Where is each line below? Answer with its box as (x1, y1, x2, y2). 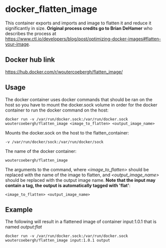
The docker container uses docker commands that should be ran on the (5, 96, 153, 103)
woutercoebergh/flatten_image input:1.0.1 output (5, 238, 111, 243)
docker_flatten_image (5, 3, 97, 15)
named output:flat (5, 224, 42, 230)
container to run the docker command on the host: (5, 107, 109, 113)
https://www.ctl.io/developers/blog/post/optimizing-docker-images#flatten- (5, 36, 161, 42)
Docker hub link (5, 56, 55, 64)
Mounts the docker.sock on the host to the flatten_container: (5, 129, 130, 135)
